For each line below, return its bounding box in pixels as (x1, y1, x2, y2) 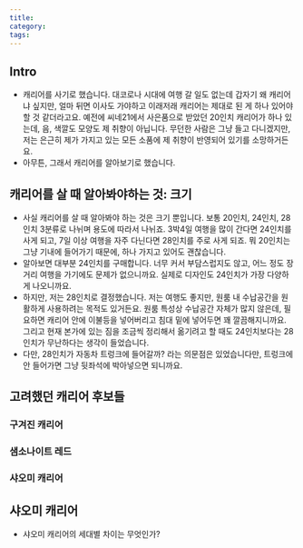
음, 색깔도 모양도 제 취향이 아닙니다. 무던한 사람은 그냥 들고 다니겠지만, (42, 124, 291, 135)
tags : (9, 30, 30, 39)
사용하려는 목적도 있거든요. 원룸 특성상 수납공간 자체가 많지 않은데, (46, 304, 282, 314)
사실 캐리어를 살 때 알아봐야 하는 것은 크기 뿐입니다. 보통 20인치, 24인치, (22, 213, 279, 223)
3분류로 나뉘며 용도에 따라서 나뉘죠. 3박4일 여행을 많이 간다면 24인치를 (39, 224, 292, 234)
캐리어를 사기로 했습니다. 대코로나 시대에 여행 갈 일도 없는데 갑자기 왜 (22, 89, 268, 100)
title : (9, 13, 34, 23)
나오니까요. (32, 281, 73, 291)
